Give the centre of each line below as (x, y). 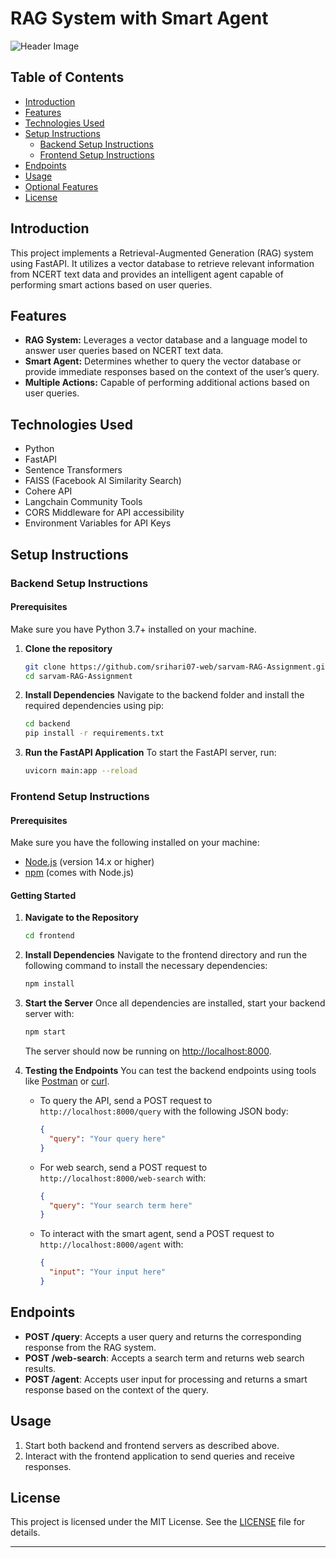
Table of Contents (67, 77)
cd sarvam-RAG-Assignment (78, 676)
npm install (49, 984)
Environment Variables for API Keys (98, 523)
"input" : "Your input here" (107, 1272)
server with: (49, 1014)
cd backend (47, 724)
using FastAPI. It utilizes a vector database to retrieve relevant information (162, 263)
